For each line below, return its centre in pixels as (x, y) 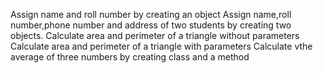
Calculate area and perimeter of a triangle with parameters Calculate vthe (161, 46)
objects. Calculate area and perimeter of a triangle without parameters (155, 35)
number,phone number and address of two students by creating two (151, 25)
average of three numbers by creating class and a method (130, 57)
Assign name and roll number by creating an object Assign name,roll (151, 14)
